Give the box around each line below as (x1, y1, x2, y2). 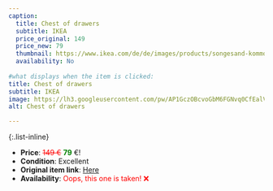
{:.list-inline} (8, 132, 50, 142)
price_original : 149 (15, 34, 85, 43)
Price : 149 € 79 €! (19, 148, 81, 158)
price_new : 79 (15, 42, 63, 50)
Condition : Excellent (19, 156, 89, 167)
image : (8, 95, 31, 103)
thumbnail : (15, 50, 53, 58)
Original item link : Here (19, 165, 100, 175)
